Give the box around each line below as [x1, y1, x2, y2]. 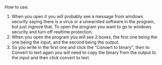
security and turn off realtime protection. [11, 29, 93, 34]
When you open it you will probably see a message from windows [11, 14, 144, 19]
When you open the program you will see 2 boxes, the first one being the [11, 34, 158, 40]
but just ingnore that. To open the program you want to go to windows [11, 24, 152, 30]
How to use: [4, 4, 29, 10]
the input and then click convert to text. [11, 55, 90, 60]
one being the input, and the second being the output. [11, 39, 120, 45]
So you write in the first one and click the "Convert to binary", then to [11, 45, 150, 50]
